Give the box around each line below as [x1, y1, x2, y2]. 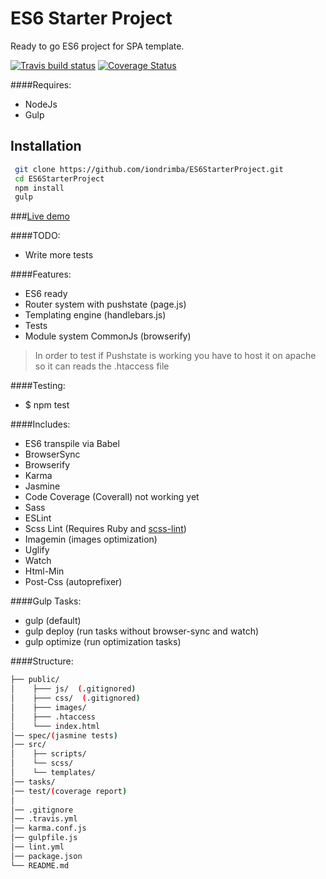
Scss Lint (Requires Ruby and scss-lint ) [24, 523, 187, 535]
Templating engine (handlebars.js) [24, 309, 167, 321]
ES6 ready [24, 288, 68, 300]
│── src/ [10, 740, 47, 750]
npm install [14, 183, 65, 193]
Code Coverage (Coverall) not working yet [24, 491, 200, 503]
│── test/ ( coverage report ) [10, 786, 128, 796]
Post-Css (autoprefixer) [24, 576, 123, 588]
